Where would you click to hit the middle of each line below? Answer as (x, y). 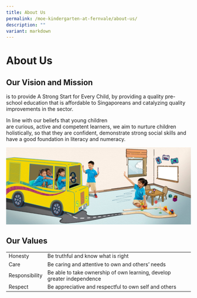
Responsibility (26, 276)
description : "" (26, 25)
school (14, 103)
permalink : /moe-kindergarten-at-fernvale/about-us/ (72, 19)
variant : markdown (28, 31)
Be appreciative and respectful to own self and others (112, 287)
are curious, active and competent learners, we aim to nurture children (91, 127)
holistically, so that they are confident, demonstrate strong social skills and (96, 133)
